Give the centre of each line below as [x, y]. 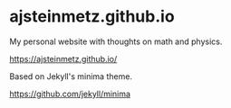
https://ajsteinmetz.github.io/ [63, 58]
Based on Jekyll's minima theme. [71, 76]
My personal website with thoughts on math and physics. [116, 41]
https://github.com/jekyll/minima [70, 94]
